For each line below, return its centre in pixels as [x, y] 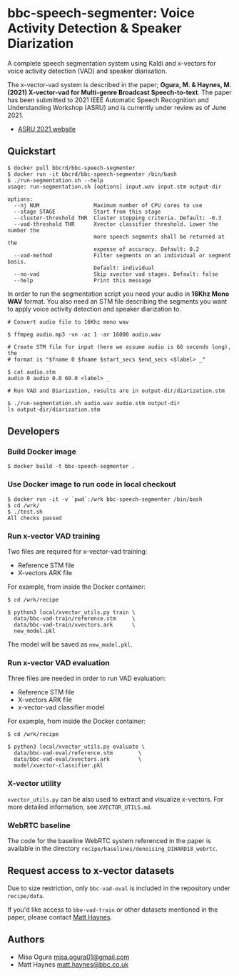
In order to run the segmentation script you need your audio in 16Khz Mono [118, 294]
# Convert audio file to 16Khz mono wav [68, 322]
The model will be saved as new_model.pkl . [70, 644]
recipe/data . [26, 895]
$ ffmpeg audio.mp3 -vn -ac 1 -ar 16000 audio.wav [84, 334]
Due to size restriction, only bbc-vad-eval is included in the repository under [119, 888]
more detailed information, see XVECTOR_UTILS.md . [80, 807]
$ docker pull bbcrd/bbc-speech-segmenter [71, 168]
